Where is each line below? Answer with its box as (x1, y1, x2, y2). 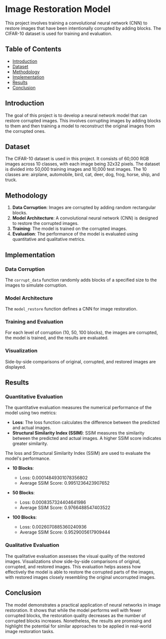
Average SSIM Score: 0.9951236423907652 (19, 480, 110, 486)
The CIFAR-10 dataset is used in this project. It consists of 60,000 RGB (5, 156, 149, 162)
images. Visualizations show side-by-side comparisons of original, (5, 558, 141, 564)
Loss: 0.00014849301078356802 (19, 475, 88, 481)
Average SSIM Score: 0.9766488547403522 (19, 505, 111, 511)
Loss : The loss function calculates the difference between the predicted (12, 420, 160, 426)
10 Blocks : (12, 465, 34, 471)
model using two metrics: (5, 410, 57, 416)
